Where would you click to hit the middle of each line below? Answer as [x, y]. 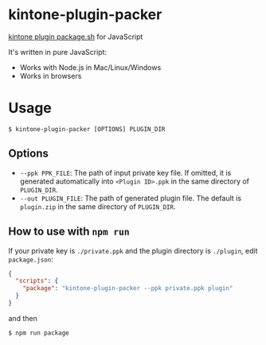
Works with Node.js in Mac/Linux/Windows [90, 67]
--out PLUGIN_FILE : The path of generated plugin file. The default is [130, 198]
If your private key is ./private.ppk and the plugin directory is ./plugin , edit [133, 250]
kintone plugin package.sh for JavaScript [76, 37]
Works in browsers [51, 76]
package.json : [31, 259]
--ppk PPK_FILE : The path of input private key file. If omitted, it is [125, 172]
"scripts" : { [37, 281]
